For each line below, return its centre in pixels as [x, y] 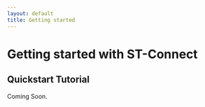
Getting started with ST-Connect [102, 54]
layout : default [30, 13]
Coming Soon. [28, 96]
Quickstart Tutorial [48, 80]
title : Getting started [41, 20]
